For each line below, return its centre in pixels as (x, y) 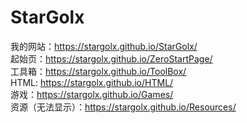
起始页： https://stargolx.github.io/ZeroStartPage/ (111, 58)
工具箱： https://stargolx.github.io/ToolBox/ (98, 71)
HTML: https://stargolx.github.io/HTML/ (92, 82)
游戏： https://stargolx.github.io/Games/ (92, 94)
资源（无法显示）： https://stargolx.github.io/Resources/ (123, 107)
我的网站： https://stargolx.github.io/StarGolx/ (104, 46)
